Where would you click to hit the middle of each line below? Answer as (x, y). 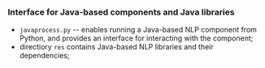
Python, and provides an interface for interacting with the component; (136, 38)
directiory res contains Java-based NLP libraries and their (117, 47)
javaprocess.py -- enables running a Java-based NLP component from (138, 30)
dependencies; (44, 56)
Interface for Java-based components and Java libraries (121, 12)
